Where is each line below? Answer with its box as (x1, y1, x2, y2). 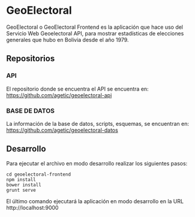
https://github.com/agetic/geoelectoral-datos (6, 126, 118, 134)
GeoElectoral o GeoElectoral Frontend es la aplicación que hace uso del (6, 23, 184, 31)
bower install (6, 182, 42, 188)
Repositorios (6, 53, 55, 64)
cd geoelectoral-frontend (6, 171, 71, 177)
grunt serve (6, 187, 36, 193)
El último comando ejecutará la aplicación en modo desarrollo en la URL (6, 197, 184, 204)
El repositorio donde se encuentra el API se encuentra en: (6, 85, 149, 92)
